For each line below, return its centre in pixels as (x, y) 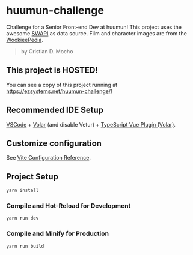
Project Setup (32, 177)
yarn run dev (23, 218)
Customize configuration (54, 143)
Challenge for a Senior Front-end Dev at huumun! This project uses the (94, 27)
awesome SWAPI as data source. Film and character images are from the (97, 33)
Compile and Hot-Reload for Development (69, 206)
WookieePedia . (25, 40)
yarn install (23, 190)
